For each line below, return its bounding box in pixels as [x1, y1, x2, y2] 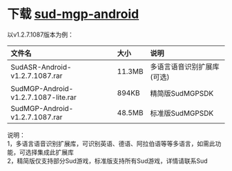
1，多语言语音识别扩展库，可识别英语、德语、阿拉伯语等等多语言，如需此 [7, 139, 215, 148]
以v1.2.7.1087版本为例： [7, 30, 75, 39]
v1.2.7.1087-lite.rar [10, 92, 77, 102]
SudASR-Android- [10, 62, 72, 72]
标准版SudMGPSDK [150, 108, 214, 118]
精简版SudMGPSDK [150, 88, 214, 98]
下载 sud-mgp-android [7, 6, 139, 22]
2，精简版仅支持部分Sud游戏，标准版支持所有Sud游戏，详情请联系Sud [7, 157, 209, 165]
